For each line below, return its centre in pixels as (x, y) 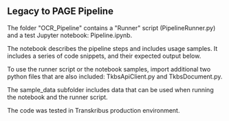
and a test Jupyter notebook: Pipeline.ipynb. (70, 35)
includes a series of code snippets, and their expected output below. (104, 56)
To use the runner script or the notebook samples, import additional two (109, 69)
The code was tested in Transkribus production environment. (94, 110)
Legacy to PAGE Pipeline (60, 11)
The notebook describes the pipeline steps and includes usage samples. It (112, 48)
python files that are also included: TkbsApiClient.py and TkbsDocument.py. (115, 76)
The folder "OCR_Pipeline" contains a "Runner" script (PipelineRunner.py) (111, 27)
